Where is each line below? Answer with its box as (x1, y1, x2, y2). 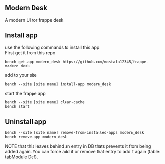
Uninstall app (5, 118, 47, 126)
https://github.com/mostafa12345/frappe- (62, 59, 149, 64)
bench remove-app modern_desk (5, 135, 67, 140)
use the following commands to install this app (5, 44, 99, 50)
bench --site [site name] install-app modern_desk (5, 81, 111, 87)
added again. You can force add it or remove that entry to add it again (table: (5, 149, 161, 155)
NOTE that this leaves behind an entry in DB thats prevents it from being (5, 143, 151, 149)
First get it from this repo (5, 49, 56, 56)
